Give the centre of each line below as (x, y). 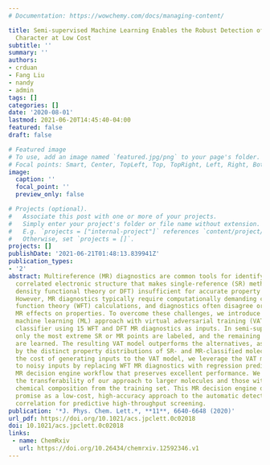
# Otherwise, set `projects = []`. (72, 239)
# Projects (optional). (48, 209)
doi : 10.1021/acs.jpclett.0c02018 (66, 426)
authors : (23, 60)
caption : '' (36, 179)
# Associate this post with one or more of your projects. (113, 216)
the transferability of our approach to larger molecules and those (133, 381)
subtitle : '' (30, 45)
